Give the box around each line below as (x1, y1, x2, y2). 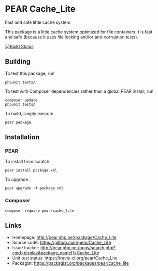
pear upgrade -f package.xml (5, 186, 64, 191)
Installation (5, 133, 40, 141)
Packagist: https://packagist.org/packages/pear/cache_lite (12, 260, 129, 266)
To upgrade (5, 176, 28, 183)
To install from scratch (5, 159, 50, 165)
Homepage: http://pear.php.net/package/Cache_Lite (12, 234, 117, 240)
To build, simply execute (5, 110, 54, 116)
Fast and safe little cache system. (5, 19, 72, 25)
